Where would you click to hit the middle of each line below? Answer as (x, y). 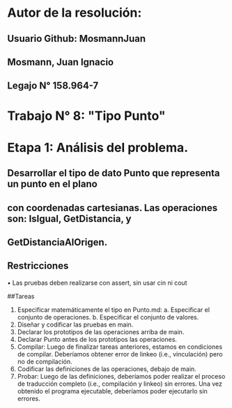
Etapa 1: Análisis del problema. (98, 147)
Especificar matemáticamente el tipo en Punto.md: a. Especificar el (114, 309)
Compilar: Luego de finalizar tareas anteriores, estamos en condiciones (120, 347)
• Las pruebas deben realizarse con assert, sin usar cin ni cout (97, 283)
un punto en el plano (52, 184)
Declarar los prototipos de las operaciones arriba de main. (101, 331)
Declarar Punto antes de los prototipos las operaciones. (97, 339)
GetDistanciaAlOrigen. (57, 242)
